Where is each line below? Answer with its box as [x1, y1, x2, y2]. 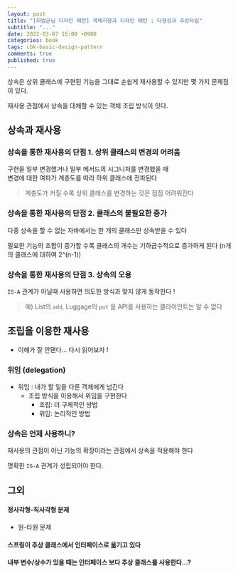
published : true [7, 57, 55, 64]
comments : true [7, 51, 53, 58]
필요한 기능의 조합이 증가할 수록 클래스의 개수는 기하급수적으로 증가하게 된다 [7, 241, 218, 249]
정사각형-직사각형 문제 [7, 505, 70, 514]
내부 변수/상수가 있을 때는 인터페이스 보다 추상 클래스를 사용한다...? [7, 558, 192, 567]
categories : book [7, 37, 59, 44]
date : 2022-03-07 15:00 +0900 [7, 30, 97, 38]
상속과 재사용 [7, 124, 62, 136]
